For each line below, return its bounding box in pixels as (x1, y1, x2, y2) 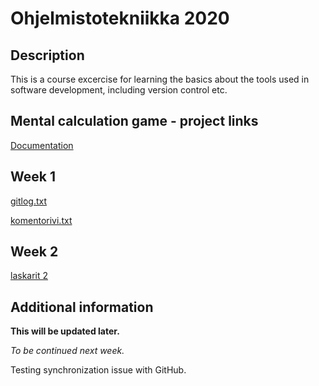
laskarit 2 (10, 270, 49, 282)
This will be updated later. (10, 325, 120, 337)
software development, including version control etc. (10, 84, 228, 96)
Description (10, 47, 85, 64)
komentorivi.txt (10, 214, 73, 226)
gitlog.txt (10, 195, 48, 207)
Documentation (10, 139, 74, 151)
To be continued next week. (10, 345, 125, 357)
